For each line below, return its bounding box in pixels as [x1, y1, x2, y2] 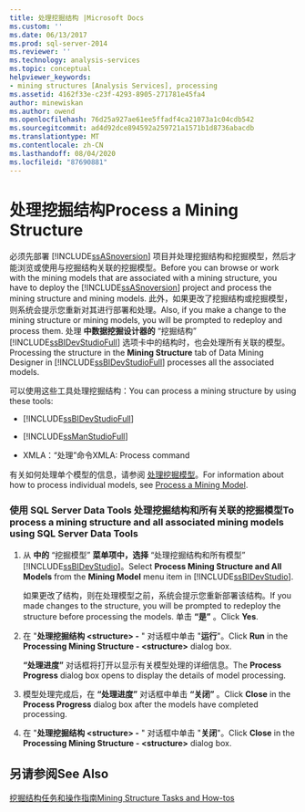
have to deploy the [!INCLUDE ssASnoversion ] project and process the [9, 282, 272, 293]
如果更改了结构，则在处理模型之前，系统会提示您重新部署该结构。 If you [22, 589, 291, 600]
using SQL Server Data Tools [9, 527, 138, 540]
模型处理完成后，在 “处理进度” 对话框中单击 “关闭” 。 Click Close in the [22, 688, 291, 699]
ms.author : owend [9, 107, 76, 116]
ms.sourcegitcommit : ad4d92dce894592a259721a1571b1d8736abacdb [9, 124, 255, 133]
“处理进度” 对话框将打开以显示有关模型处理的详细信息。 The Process [22, 659, 282, 671]
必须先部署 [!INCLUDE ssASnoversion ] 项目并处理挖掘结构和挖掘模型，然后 [9, 251, 289, 262]
